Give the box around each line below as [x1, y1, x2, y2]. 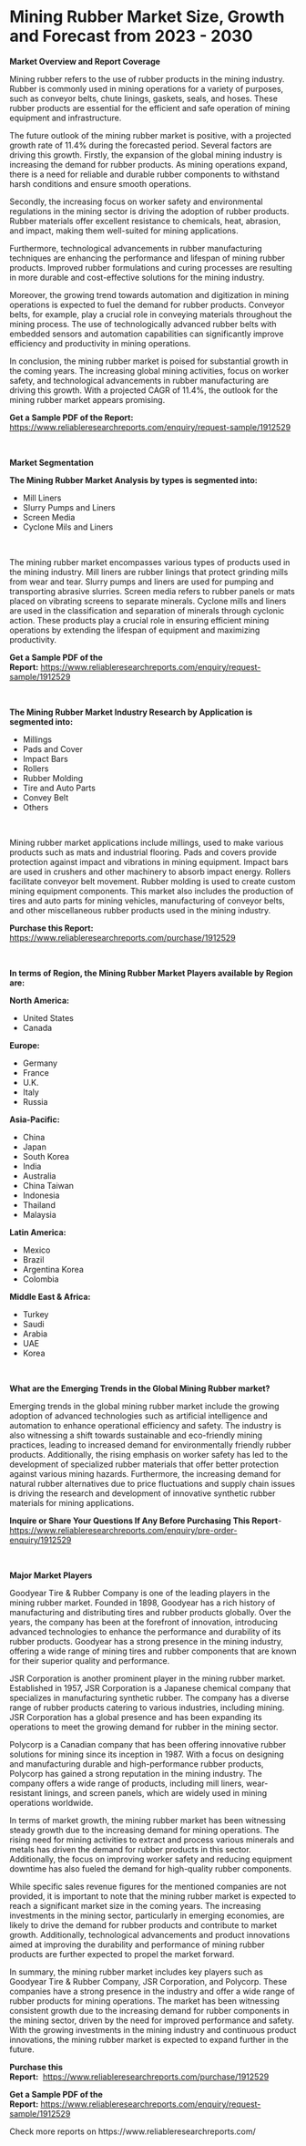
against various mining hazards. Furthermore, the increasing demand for [9, 1468, 281, 1479]
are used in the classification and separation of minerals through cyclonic [9, 604, 285, 616]
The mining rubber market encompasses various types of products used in [9, 556, 291, 567]
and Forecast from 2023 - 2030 [9, 26, 253, 46]
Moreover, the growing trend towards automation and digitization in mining [9, 289, 290, 300]
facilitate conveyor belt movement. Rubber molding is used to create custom [9, 875, 296, 886]
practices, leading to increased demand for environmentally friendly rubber [9, 1439, 291, 1450]
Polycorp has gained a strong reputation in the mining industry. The [9, 1768, 262, 1779]
